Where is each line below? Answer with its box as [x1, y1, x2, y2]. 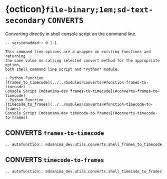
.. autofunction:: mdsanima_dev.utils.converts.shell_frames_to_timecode [5, 142, 162, 147]
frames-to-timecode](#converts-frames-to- [69, 89, 160, 94]
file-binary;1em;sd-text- [45, 5, 153, 15]
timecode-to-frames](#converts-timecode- [69, 110, 157, 116]
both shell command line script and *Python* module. [5, 67, 120, 72]
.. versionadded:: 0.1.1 [5, 40, 57, 46]
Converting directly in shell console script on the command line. [5, 31, 136, 37]
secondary [5, 16, 46, 26]
